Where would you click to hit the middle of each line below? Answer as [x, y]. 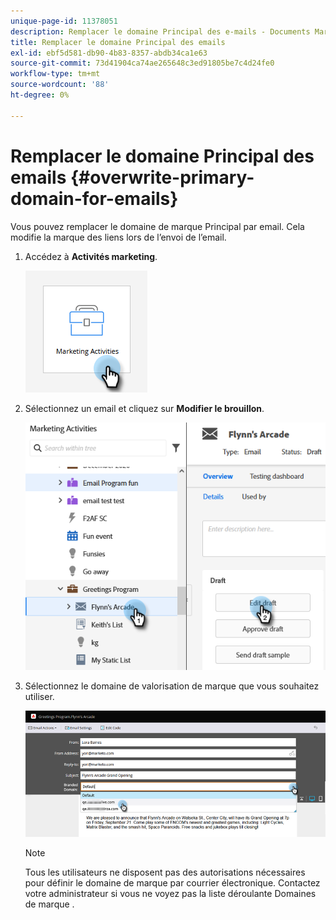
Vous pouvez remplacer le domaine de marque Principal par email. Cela [157, 226]
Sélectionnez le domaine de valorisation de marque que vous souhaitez [172, 686]
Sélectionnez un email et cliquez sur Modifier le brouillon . [144, 408]
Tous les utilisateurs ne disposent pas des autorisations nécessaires [165, 872]
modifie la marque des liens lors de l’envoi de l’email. [118, 237]
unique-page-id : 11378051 [64, 21]
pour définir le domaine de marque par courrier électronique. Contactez [172, 883]
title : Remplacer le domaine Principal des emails [118, 42]
